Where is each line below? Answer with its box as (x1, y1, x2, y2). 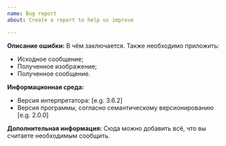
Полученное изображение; (17, 62, 98, 70)
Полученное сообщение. (17, 70, 91, 78)
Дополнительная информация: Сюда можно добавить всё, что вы (7, 124, 207, 132)
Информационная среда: (7, 83, 85, 91)
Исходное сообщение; (17, 54, 84, 63)
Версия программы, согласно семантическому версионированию (17, 103, 214, 112)
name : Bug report (7, 10, 57, 17)
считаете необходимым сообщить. (7, 132, 110, 140)
